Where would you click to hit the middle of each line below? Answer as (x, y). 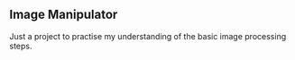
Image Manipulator (64, 15)
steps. (21, 46)
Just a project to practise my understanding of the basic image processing (148, 36)
